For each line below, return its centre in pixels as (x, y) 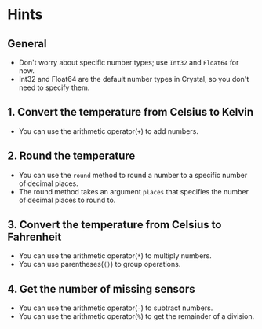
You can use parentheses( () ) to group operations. (100, 264)
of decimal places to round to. (67, 200)
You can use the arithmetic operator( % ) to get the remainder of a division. (136, 316)
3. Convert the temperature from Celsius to (115, 225)
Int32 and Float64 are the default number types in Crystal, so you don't (134, 79)
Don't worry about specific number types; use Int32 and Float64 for (129, 62)
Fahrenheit (35, 237)
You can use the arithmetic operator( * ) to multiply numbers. (115, 256)
